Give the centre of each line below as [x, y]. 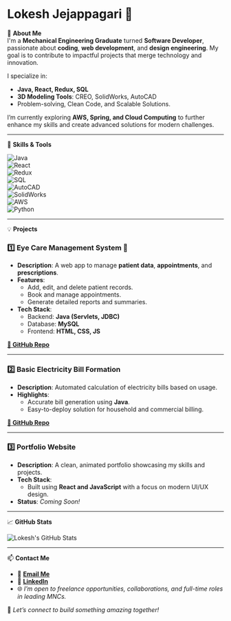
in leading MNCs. [42, 596]
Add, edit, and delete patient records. [80, 287]
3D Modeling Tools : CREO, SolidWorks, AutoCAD [87, 97]
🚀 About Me [24, 33]
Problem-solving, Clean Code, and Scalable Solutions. [93, 103]
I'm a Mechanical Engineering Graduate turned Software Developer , [106, 40]
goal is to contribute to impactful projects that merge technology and [104, 55]
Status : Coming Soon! [48, 501]
